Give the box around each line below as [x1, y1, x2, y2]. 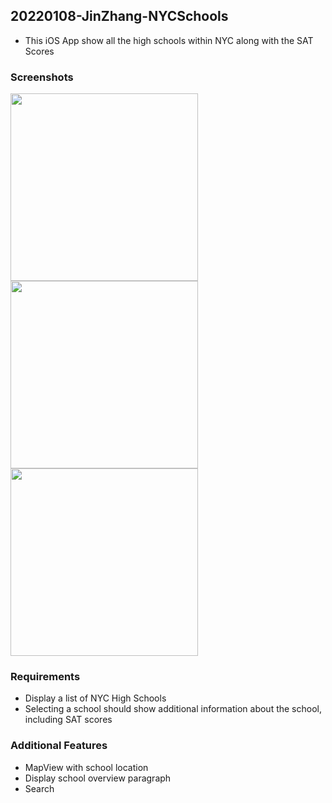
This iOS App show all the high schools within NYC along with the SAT [24, 34, 314, 46]
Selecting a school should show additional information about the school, [24, 703, 322, 715]
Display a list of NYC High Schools [24, 692, 167, 704]
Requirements [10, 670, 81, 684]
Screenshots [10, 70, 74, 84]
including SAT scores [24, 714, 113, 726]
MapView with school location [24, 761, 149, 773]
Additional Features [10, 739, 108, 753]
